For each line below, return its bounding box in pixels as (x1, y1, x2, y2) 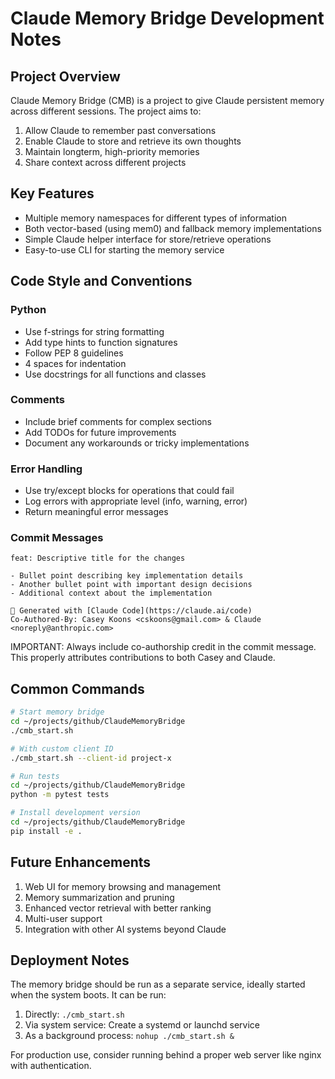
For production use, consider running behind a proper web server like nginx (10, 1049, 322, 1061)
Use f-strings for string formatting (24, 325, 165, 337)
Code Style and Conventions (10, 273, 193, 290)
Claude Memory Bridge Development (10, 7, 325, 30)
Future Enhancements (10, 854, 152, 871)
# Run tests (10, 771, 60, 781)
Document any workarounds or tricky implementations (24, 437, 250, 449)
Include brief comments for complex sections (24, 415, 212, 427)
